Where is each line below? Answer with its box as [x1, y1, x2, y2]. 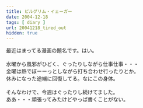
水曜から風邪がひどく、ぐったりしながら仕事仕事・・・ [6, 61, 139, 68]
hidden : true [6, 30, 38, 36]
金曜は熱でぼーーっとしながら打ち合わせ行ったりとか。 [6, 68, 139, 75]
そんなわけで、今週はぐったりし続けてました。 [6, 89, 118, 96]
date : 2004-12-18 [6, 14, 48, 20]
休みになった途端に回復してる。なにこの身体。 [6, 75, 118, 82]
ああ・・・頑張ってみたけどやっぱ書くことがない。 [6, 96, 129, 103]
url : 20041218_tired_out [6, 25, 67, 31]
